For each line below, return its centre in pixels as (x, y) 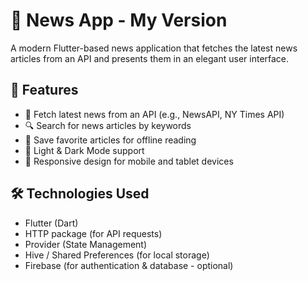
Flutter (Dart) (51, 223)
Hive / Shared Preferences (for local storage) (117, 255)
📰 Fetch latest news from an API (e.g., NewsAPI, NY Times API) (154, 114)
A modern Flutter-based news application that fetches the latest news (154, 48)
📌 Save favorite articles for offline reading (110, 140)
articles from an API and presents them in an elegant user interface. (150, 58)
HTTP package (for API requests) (93, 233)
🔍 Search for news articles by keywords (108, 125)
